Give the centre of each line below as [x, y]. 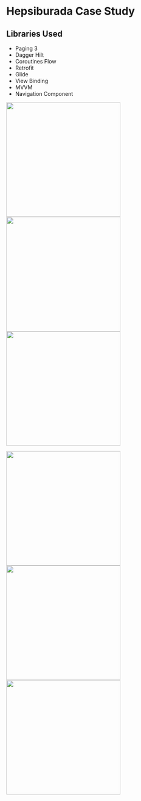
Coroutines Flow [36, 61]
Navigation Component [44, 94]
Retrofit [24, 68]
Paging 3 [26, 48]
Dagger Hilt [29, 55]
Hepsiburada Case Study [71, 11]
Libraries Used [34, 34]
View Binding [32, 81]
